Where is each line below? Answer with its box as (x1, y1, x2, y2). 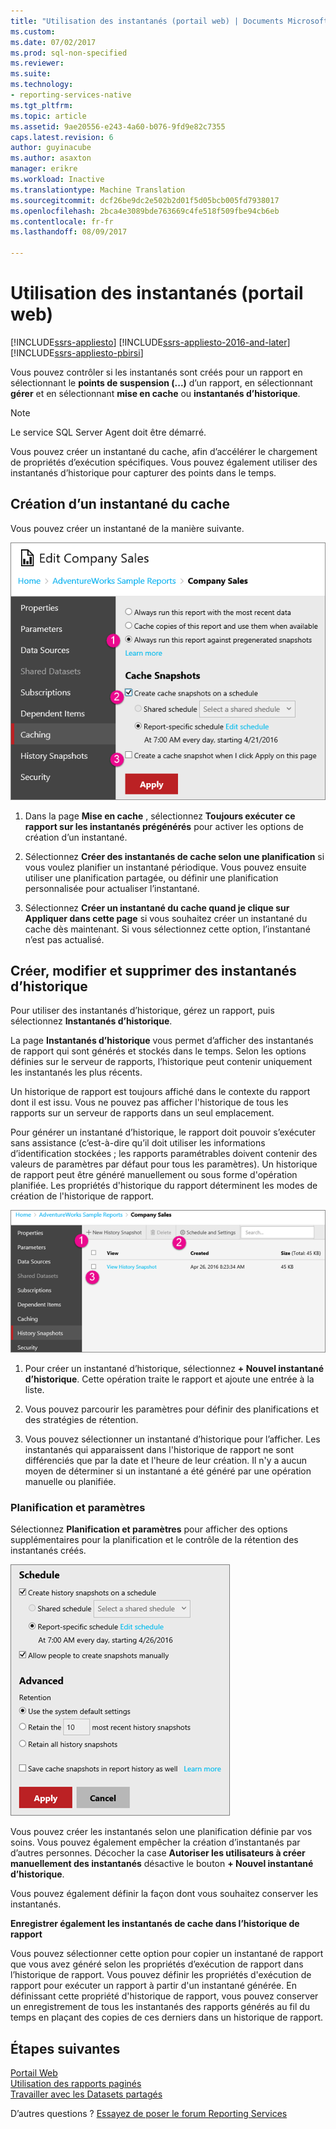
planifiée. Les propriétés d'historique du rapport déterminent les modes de (10, 1180, 318, 1192)
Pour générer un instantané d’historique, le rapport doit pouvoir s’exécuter (10, 1126, 316, 1139)
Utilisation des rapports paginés (10, 2078, 142, 2090)
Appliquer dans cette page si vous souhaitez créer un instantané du (24, 912, 308, 924)
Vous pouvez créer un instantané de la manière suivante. (10, 522, 245, 534)
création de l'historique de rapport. (10, 1190, 155, 1202)
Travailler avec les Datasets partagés (10, 2088, 163, 2100)
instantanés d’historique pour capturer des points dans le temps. (10, 466, 277, 479)
